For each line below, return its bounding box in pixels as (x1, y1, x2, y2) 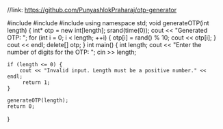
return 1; (22, 79, 51, 86)
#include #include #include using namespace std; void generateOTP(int (7, 19, 210, 27)
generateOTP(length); (7, 97, 69, 104)
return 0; (7, 103, 36, 110)
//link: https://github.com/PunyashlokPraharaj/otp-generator (7, 6, 177, 14)
